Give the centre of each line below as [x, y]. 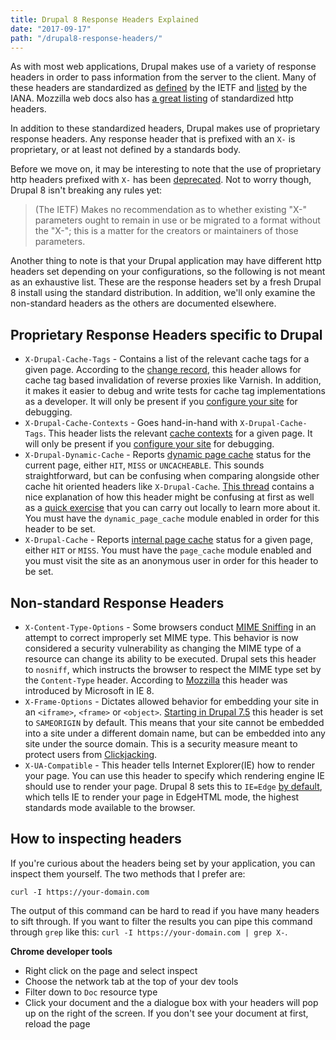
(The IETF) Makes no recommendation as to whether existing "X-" [171, 210]
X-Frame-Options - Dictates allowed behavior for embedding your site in [171, 701]
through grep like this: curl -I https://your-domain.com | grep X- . [149, 932]
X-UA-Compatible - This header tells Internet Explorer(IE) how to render [169, 765]
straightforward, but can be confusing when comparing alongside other [172, 476]
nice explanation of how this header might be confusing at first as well [169, 497]
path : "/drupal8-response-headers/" [86, 38]
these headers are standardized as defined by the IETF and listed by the [159, 88]
